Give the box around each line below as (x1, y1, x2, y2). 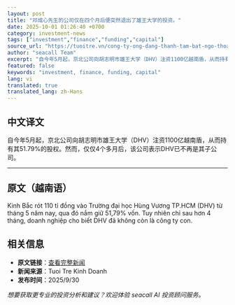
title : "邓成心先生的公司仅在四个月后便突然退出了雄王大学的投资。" (7, 17, 182, 24)
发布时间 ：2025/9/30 (17, 276, 80, 284)
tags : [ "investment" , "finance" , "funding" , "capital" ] (7, 36, 164, 43)
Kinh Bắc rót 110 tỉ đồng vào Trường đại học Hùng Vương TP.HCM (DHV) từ (7, 201, 223, 210)
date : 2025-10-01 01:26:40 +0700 (7, 23, 105, 30)
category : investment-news (7, 29, 86, 37)
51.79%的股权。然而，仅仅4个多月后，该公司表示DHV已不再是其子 (19, 144, 211, 152)
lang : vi (7, 75, 33, 83)
